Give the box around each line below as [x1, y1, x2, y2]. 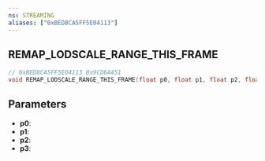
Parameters [8, 97, 67, 111]
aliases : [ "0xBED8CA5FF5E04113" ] [8, 19, 118, 27]
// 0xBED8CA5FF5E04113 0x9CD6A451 [8, 68, 122, 77]
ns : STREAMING [8, 11, 55, 20]
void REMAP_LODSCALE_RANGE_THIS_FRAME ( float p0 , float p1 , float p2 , [8, 76, 242, 84]
